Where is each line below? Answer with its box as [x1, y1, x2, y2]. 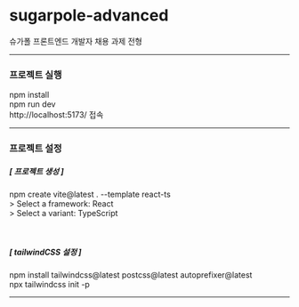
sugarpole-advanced [9, 5, 169, 26]
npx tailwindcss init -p [9, 279, 91, 290]
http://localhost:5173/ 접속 [9, 109, 104, 120]
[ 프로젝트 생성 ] [9, 166, 64, 176]
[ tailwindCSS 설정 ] [9, 246, 82, 257]
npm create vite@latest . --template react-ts [9, 189, 171, 200]
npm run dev [9, 99, 56, 109]
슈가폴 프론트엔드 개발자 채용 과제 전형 [9, 36, 142, 46]
